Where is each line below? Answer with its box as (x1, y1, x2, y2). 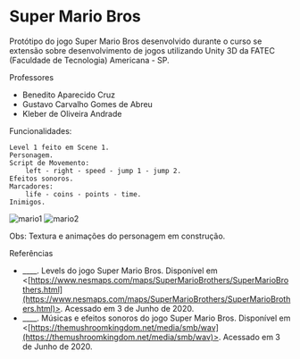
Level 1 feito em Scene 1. (9, 143, 110, 152)
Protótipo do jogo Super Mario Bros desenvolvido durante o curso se (9, 36, 262, 46)
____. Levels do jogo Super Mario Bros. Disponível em (21, 265, 219, 276)
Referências (9, 247, 54, 258)
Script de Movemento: (9, 158, 90, 167)
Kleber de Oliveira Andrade (21, 108, 122, 119)
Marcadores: (9, 181, 54, 191)
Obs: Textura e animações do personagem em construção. (9, 230, 226, 241)
